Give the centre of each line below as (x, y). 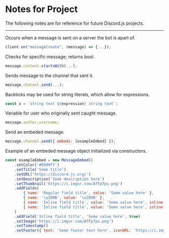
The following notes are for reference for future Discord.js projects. (75, 23)
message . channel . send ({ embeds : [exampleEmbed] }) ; (60, 141)
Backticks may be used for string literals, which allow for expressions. (77, 94)
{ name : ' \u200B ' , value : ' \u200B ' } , (64, 198)
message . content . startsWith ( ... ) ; (41, 66)
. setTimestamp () (31, 226)
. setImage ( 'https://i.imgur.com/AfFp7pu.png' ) (64, 221)
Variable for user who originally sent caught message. (61, 113)
